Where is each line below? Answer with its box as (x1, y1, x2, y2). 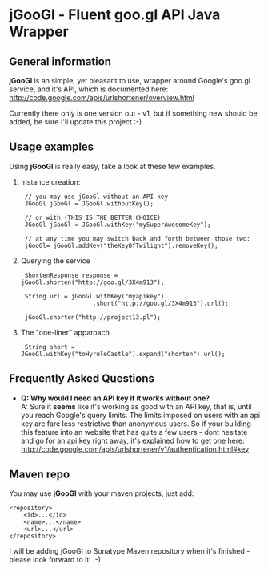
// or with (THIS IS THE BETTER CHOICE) (24, 213, 162, 221)
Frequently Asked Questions (9, 371, 155, 386)
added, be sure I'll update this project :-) (9, 117, 142, 126)
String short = (24, 343, 75, 351)
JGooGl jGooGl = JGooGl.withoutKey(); (24, 199, 154, 208)
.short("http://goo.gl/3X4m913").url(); (92, 299, 230, 307)
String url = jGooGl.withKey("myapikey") (24, 292, 165, 300)
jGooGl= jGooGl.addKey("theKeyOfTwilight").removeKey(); (24, 241, 218, 249)
